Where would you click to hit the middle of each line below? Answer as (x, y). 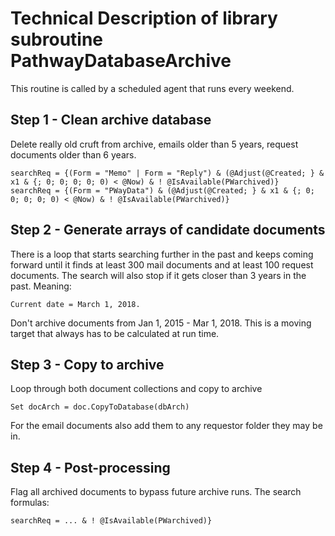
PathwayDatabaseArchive (121, 61)
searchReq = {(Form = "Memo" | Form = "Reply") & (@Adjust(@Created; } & (167, 173)
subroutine (57, 39)
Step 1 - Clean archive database (111, 120)
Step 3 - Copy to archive (87, 364)
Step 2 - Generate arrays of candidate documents (168, 230)
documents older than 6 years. (73, 154)
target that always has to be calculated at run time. (115, 333)
